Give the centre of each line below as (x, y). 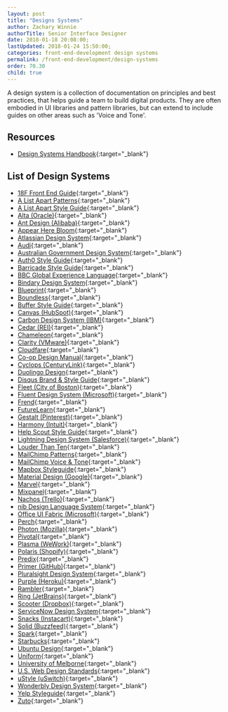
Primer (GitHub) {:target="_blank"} (66, 567)
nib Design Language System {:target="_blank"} (86, 507)
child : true (25, 72)
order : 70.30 (26, 66)
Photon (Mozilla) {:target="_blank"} (67, 529)
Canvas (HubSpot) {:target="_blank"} (71, 313)
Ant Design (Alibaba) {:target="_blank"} (74, 223)
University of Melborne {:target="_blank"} (77, 664)
